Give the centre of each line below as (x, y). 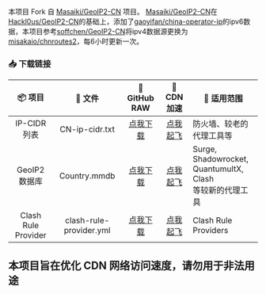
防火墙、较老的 (220, 124)
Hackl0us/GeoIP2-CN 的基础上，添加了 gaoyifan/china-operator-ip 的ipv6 (126, 21)
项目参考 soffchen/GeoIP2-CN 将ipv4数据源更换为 (108, 31)
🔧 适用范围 (223, 99)
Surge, (205, 149)
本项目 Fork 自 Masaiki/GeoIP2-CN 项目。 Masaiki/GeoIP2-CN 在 (113, 11)
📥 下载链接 (30, 63)
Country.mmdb (87, 176)
